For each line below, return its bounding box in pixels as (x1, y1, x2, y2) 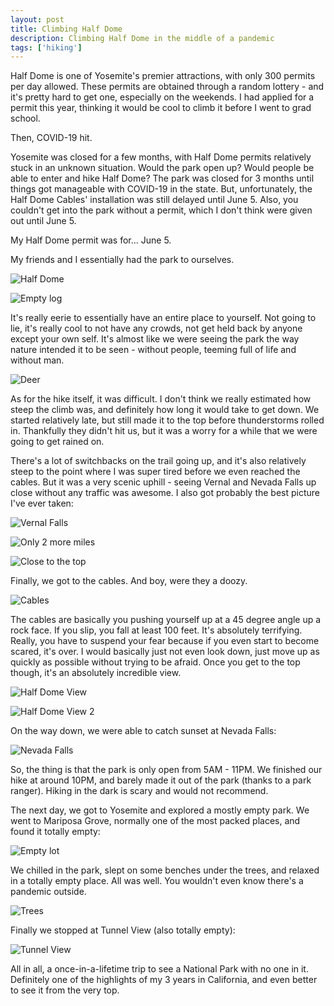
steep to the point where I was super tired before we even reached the (10, 466, 301, 478)
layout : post (10, 14, 65, 25)
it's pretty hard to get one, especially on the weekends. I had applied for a (10, 91, 315, 103)
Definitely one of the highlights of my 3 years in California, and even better (10, 974, 318, 986)
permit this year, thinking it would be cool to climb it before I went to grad (10, 102, 312, 114)
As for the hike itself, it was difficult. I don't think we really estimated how (10, 393, 312, 405)
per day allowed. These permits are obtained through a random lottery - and (10, 81, 325, 93)
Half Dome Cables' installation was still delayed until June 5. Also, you (10, 194, 299, 206)
